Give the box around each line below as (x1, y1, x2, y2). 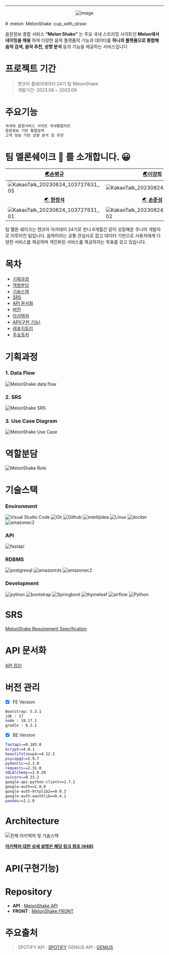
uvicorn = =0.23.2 (5, 775, 39, 780)
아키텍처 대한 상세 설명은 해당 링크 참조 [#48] (5, 843, 94, 849)
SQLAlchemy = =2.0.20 (5, 770, 46, 775)
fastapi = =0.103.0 (5, 742, 42, 747)
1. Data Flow (5, 369, 35, 376)
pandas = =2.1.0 (5, 798, 35, 803)
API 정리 (5, 662, 22, 668)
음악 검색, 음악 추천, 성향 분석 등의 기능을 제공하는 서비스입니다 (5, 44, 128, 49)
